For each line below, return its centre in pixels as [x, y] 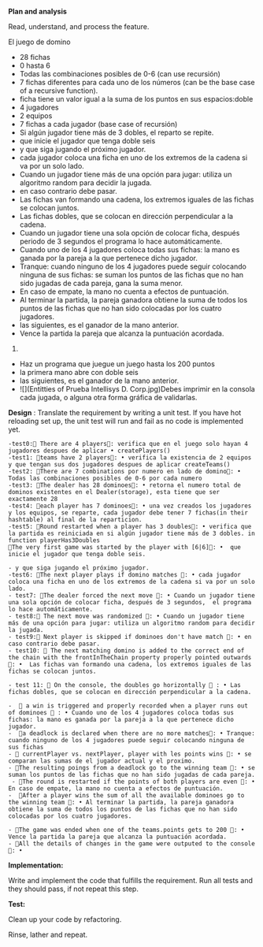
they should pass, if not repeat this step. [74, 889]
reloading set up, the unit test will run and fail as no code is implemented [126, 421]
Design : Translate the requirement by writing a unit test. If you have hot [125, 412]
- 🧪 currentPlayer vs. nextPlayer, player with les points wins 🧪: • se [130, 754]
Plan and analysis [37, 11]
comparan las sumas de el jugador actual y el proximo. [102, 761]
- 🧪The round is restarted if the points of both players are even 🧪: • [133, 782]
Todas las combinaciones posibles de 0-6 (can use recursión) [120, 74]
